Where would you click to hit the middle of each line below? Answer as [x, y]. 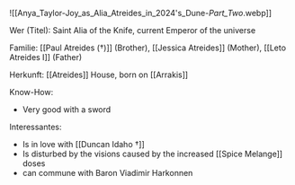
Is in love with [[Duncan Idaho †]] [84, 144]
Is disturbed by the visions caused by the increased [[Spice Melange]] [152, 154]
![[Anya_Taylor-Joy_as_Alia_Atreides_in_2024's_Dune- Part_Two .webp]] [141, 13]
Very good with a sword [67, 110]
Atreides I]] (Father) [46, 57]
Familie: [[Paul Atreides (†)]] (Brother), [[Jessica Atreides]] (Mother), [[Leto [147, 48]
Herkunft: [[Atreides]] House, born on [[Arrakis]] [99, 75]
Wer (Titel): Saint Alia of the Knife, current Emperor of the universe [133, 30]
